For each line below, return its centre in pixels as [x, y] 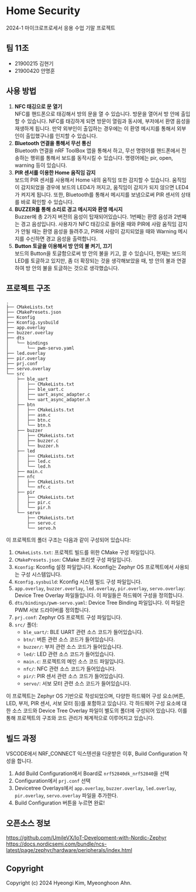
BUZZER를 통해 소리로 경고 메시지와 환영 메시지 [68, 209]
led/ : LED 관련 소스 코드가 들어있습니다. [69, 654]
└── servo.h [42, 528]
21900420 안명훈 [35, 71]
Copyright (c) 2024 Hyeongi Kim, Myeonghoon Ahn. [69, 883]
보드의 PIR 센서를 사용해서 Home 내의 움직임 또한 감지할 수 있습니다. [93, 180]
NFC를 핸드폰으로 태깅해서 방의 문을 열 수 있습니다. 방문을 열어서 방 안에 [97, 113]
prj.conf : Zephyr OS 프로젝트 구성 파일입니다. [68, 618]
